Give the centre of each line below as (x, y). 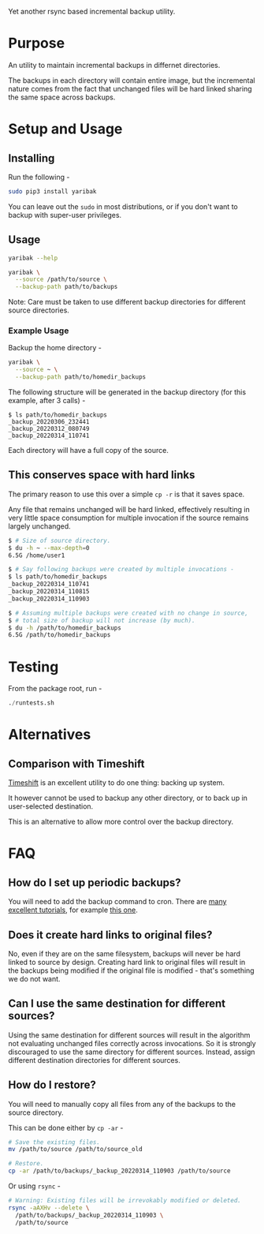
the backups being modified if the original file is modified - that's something (131, 970)
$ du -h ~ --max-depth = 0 (49, 548)
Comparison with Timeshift (76, 763)
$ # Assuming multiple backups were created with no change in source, (128, 613)
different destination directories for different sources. (95, 1060)
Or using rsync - (34, 1186)
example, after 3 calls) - (47, 401)
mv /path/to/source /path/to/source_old (76, 1150)
